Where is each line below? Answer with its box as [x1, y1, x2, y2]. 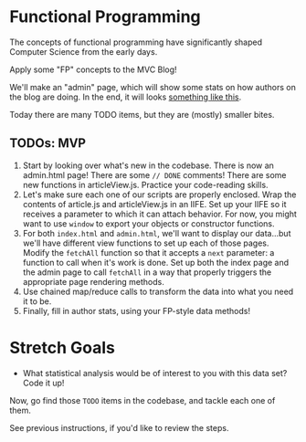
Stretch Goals [9, 337, 116, 358]
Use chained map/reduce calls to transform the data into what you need [22, 286, 294, 297]
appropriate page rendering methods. [22, 276, 164, 287]
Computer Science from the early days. [9, 46, 158, 57]
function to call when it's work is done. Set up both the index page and [22, 257, 290, 268]
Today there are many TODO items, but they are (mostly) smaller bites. [9, 109, 275, 120]
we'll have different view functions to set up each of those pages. [22, 237, 269, 248]
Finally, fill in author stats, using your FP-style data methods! [22, 305, 251, 316]
